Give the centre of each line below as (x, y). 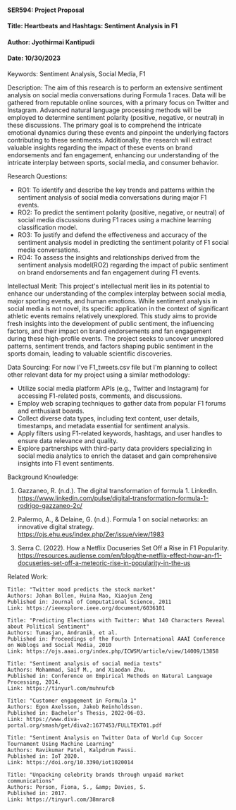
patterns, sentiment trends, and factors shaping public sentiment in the (110, 346)
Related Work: (28, 576)
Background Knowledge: (43, 477)
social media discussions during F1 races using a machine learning (114, 219)
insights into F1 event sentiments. (66, 463)
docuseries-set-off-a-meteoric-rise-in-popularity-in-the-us (104, 563)
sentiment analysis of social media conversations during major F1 (112, 197)
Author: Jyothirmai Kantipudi (51, 42)
